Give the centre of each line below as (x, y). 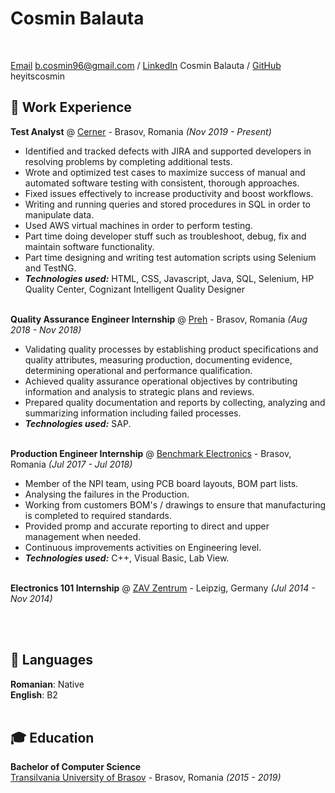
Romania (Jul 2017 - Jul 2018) (71, 464)
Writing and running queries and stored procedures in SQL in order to (167, 204)
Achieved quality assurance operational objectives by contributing (161, 381)
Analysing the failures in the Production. (107, 494)
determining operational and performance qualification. (138, 370)
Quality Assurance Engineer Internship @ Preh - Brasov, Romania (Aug (159, 319)
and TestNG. (50, 268)
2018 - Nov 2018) (46, 329)
